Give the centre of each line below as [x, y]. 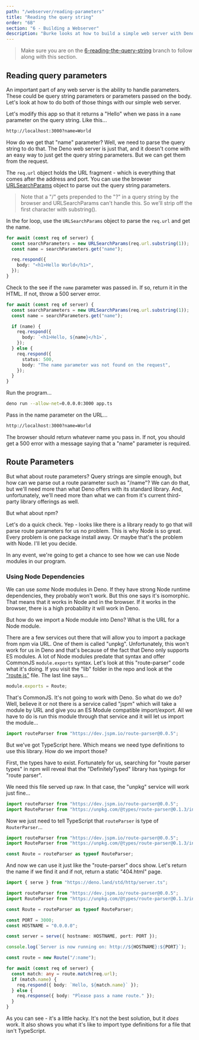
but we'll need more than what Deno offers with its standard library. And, [95, 489]
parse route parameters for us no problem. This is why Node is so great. [94, 530]
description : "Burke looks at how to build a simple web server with [94, 34]
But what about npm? [32, 513]
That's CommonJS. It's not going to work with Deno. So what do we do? [94, 697]
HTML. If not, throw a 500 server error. [53, 293]
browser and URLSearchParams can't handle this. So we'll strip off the [106, 203]
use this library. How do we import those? [57, 751]
